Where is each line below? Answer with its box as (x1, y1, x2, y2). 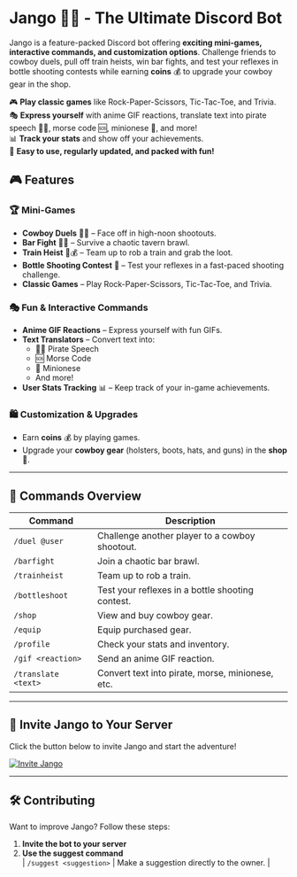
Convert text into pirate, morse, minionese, (96, 667, 274, 679)
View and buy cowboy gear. (96, 609, 214, 622)
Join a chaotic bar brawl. (96, 555, 201, 568)
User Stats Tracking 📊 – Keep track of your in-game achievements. (21, 382, 270, 392)
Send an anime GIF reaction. (96, 653, 215, 665)
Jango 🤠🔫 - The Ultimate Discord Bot (9, 8, 283, 28)
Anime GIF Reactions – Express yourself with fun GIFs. (21, 324, 223, 335)
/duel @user (13, 536, 65, 547)
